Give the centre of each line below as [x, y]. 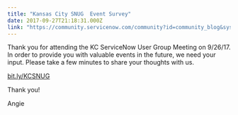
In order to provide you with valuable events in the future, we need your [112, 55]
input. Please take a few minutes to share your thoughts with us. [101, 62]
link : [15, 27]
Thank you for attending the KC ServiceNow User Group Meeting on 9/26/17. [119, 48]
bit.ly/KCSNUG [29, 76]
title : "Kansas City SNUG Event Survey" [69, 14]
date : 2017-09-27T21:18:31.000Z [55, 21]
